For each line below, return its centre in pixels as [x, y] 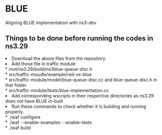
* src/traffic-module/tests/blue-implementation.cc [57, 90]
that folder [16, 85]
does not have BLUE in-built [34, 101]
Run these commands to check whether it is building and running [79, 106]
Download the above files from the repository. [59, 58]
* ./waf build [18, 127]
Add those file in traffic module [44, 64]
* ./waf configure [23, 117]
